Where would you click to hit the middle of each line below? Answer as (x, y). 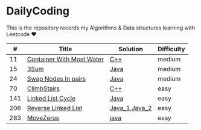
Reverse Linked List (55, 108)
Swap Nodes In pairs (56, 78)
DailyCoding (38, 11)
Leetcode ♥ (22, 34)
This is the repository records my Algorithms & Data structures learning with (101, 28)
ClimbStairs (43, 88)
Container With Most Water (65, 59)
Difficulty (171, 49)
